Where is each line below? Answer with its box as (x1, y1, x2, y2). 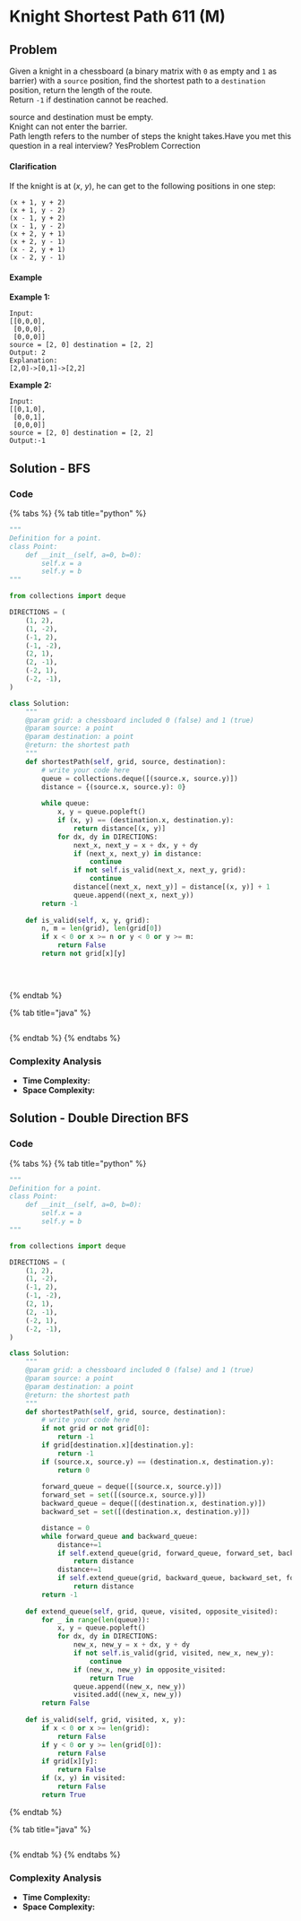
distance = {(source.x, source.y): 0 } (41, 782, 186, 791)
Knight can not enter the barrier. (9, 121, 128, 132)
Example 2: (9, 379, 52, 391)
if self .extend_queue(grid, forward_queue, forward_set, (56, 1549, 275, 1558)
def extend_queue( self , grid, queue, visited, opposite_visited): (25, 1607, 279, 1616)
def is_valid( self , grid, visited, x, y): (25, 1716, 186, 1725)
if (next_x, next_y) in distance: (73, 849, 202, 858)
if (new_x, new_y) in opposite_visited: (73, 1665, 227, 1674)
